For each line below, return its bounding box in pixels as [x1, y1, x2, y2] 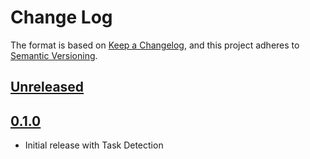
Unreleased [10, 79, 85, 96]
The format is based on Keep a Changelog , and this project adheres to [10, 39, 300, 51]
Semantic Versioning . [10, 49, 98, 61]
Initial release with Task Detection [24, 139, 164, 151]
